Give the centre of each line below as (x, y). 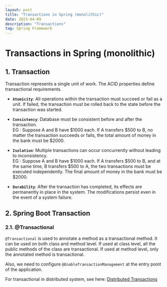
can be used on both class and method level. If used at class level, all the (80, 243)
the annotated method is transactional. (45, 254)
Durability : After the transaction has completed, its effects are (77, 187)
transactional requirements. (33, 89)
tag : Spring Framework (29, 29)
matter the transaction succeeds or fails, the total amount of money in (84, 135)
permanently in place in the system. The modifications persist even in (84, 192)
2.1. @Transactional (29, 227)
